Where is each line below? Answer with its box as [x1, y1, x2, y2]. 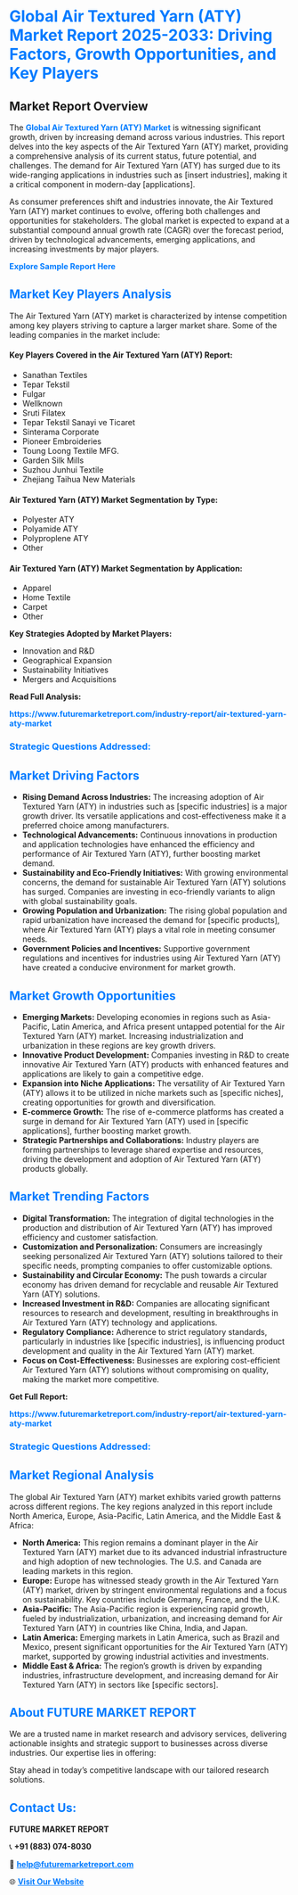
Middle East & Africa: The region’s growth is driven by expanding [21, 1660, 262, 1671]
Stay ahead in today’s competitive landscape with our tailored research [9, 1765, 270, 1776]
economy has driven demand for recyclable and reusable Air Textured [21, 1279, 278, 1289]
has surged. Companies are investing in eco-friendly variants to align [21, 886, 276, 897]
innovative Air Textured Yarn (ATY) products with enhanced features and [21, 1059, 289, 1069]
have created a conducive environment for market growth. [21, 962, 236, 973]
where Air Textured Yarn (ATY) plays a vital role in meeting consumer [21, 925, 276, 935]
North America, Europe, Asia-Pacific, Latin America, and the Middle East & [9, 1510, 282, 1521]
